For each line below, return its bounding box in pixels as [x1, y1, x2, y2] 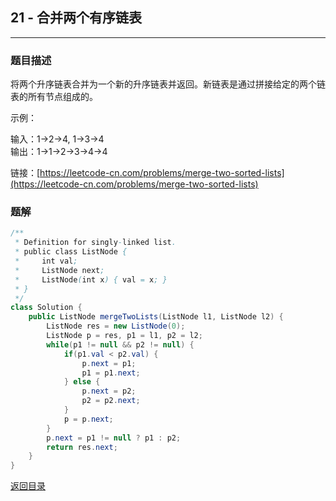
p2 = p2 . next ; [81, 396, 141, 406]
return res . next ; [46, 442, 118, 452]
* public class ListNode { [14, 247, 128, 257]
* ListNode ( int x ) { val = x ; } [14, 274, 168, 285]
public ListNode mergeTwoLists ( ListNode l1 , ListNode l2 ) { [28, 312, 284, 322]
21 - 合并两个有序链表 [10, 9, 143, 27]
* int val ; [14, 256, 78, 267]
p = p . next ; [63, 414, 114, 424]
